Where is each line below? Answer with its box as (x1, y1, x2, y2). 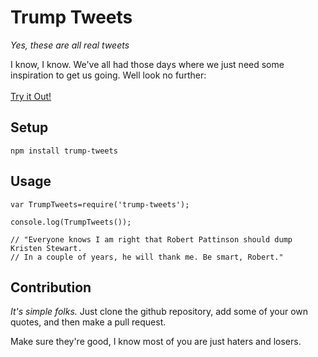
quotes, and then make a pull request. (10, 316, 167, 328)
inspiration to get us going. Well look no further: (10, 69, 207, 81)
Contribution (10, 279, 92, 296)
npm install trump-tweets (10, 146, 118, 156)
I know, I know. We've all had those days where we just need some (10, 58, 285, 70)
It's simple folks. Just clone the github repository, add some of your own (10, 306, 309, 318)
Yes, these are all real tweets (10, 39, 130, 51)
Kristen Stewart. (10, 243, 83, 253)
